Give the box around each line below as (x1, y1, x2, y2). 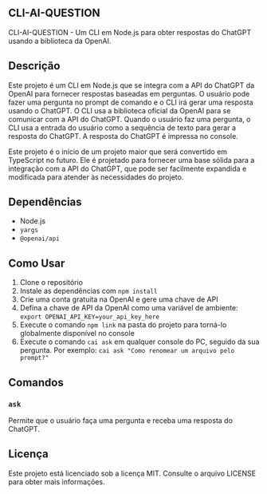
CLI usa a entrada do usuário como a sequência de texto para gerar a (8, 123, 237, 132)
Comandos (8, 375, 64, 389)
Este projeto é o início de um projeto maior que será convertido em (8, 147, 228, 156)
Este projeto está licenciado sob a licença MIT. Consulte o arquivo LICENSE (8, 468, 257, 478)
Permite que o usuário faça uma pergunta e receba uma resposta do (8, 415, 234, 425)
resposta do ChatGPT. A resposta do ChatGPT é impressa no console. (8, 131, 239, 140)
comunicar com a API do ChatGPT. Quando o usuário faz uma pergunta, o (8, 114, 251, 124)
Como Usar (8, 256, 65, 270)
